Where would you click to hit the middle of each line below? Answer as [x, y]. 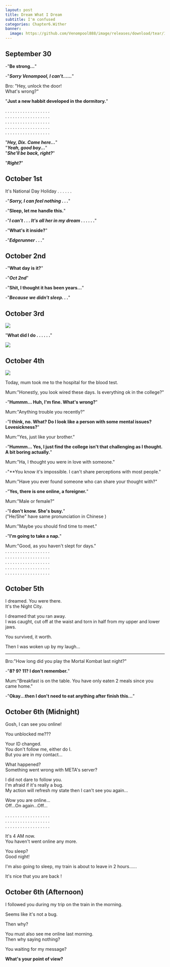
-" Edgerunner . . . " [25, 240]
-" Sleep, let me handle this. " [35, 210]
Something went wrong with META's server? [51, 770]
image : [17, 33]
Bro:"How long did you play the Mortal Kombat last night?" [66, 661]
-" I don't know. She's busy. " [35, 511]
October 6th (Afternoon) [45, 892]
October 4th [25, 361]
